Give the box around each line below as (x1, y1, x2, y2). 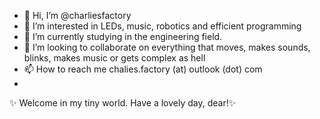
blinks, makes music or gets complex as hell (23, 52, 206, 64)
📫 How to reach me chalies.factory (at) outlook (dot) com (23, 63, 263, 75)
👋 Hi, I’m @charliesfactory (23, 10, 132, 21)
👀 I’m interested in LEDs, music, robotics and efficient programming (23, 20, 302, 32)
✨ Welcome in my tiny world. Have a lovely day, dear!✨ (9, 97, 237, 109)
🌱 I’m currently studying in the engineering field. (23, 31, 223, 42)
